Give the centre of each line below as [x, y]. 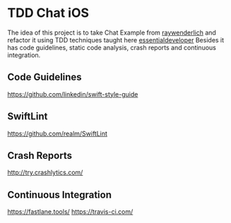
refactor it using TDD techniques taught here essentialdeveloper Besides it [116, 40]
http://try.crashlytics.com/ [45, 173]
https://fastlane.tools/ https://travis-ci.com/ [70, 212]
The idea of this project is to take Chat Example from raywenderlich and [112, 32]
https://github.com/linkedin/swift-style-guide [73, 94]
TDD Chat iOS [48, 13]
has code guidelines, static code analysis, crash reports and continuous [112, 47]
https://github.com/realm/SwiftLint [58, 133]
